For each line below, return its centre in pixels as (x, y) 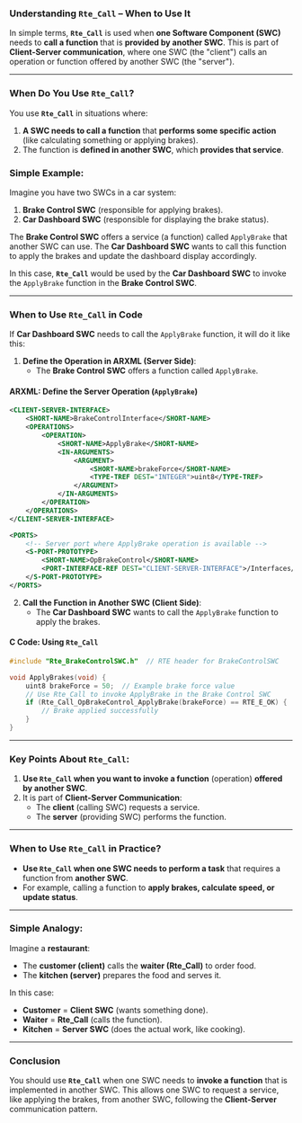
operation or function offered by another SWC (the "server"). (122, 62)
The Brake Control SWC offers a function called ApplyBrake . (147, 370)
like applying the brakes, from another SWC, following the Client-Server (143, 1100)
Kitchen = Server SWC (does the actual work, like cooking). (133, 1029)
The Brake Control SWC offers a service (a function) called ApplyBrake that (148, 236)
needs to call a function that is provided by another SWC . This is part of (144, 42)
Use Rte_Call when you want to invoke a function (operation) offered (152, 779)
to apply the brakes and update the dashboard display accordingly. (133, 255)
